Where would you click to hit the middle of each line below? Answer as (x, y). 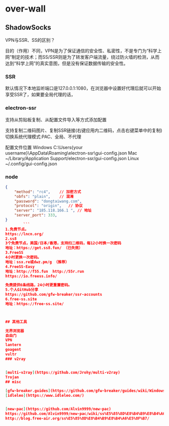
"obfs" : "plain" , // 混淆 (44, 196)
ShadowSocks (28, 27)
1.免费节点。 (17, 229)
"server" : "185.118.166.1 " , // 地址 (53, 210)
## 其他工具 (16, 322)
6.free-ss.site (21, 299)
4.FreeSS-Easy (20, 267)
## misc (13, 382)
